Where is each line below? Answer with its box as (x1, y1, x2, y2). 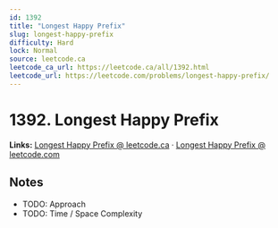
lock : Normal (9, 46, 58, 55)
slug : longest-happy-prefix (9, 30, 114, 38)
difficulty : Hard (9, 38, 74, 47)
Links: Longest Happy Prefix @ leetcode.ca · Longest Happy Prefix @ (9, 139, 266, 150)
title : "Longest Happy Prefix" (9, 21, 126, 30)
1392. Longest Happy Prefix (9, 109, 219, 130)
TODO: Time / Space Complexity (21, 207, 143, 219)
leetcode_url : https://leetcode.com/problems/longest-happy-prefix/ (9, 72, 270, 80)
